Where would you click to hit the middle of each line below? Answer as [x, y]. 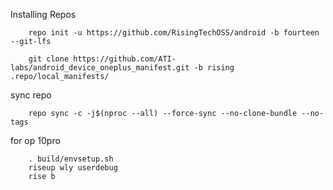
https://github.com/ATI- [125, 59]
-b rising [214, 68]
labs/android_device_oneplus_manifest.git [100, 68]
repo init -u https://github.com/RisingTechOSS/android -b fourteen [174, 33]
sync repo [31, 95]
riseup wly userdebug [73, 168]
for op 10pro [35, 140]
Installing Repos [43, 14]
